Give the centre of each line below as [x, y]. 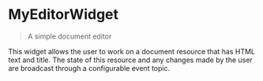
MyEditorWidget [64, 15]
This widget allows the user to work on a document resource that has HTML [131, 51]
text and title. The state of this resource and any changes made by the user [130, 60]
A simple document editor [70, 36]
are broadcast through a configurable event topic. [89, 68]
